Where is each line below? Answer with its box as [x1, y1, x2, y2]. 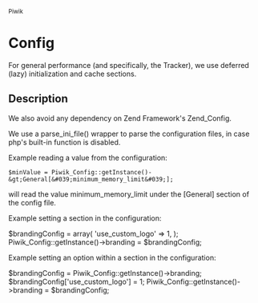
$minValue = [8, 168, 48, 176]
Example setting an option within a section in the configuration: [8, 253, 216, 262]
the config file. [8, 197, 56, 207]
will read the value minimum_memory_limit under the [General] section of [8, 189, 250, 199]
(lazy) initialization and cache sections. [8, 69, 137, 78]
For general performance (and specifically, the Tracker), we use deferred [8, 60, 250, 70]
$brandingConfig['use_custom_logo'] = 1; [8, 277, 145, 286]
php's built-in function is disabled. [8, 137, 121, 147]
